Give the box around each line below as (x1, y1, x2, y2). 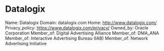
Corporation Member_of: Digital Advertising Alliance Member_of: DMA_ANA (5, 30, 159, 36)
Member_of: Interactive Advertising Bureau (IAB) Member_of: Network (5, 35, 148, 41)
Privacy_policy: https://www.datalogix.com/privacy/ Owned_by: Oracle (5, 25, 149, 30)
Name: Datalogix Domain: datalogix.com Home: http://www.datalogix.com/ (5, 20, 157, 25)
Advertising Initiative (5, 40, 47, 46)
